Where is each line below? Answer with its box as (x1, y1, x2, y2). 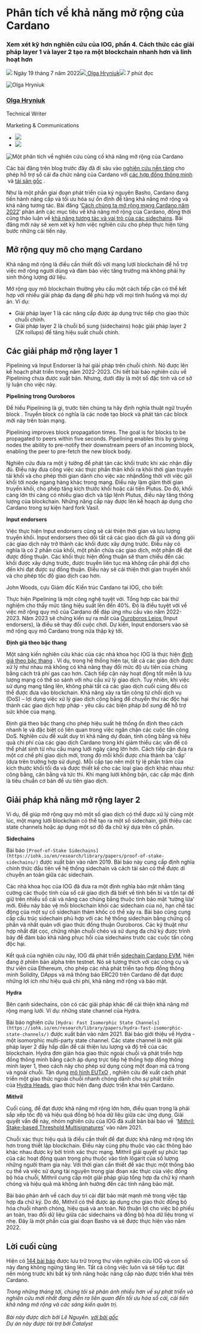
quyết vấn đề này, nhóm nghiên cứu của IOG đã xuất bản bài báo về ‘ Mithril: (6, 1118, 195, 1125)
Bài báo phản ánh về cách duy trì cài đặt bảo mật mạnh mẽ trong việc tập (6, 1192, 187, 1199)
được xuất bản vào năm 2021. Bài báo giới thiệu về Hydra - (50, 1031, 195, 1038)
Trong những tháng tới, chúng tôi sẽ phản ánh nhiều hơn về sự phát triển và (6, 1288, 193, 1295)
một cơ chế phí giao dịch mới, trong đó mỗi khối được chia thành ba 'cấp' (6, 752, 187, 759)
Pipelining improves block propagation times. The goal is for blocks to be (6, 429, 186, 436)
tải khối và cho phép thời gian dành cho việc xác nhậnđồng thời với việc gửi (6, 472, 193, 480)
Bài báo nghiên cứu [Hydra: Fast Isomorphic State (6, 1019, 133, 1026)
